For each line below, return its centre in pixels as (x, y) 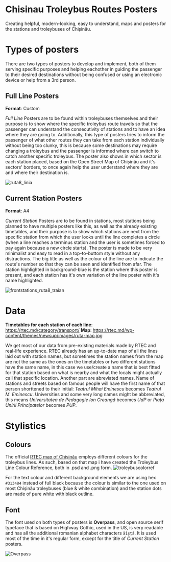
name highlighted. (24, 280)
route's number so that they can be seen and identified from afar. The (79, 264)
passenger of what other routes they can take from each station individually (85, 140)
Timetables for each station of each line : (49, 325)
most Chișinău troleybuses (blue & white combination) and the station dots (83, 488)
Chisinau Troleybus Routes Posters (81, 9)
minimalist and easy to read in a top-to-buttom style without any (73, 253)
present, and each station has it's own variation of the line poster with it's (82, 275)
